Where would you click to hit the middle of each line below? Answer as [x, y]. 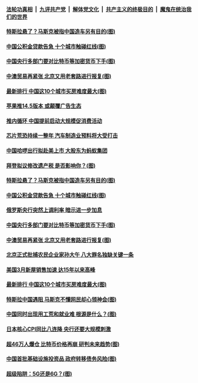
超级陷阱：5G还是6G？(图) [39, 373]
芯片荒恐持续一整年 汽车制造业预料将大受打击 [62, 136]
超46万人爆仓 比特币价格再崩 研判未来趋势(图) [63, 344]
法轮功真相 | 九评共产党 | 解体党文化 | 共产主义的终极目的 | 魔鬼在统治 [96, 9]
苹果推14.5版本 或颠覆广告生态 [44, 106]
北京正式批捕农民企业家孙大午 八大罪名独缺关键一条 [70, 255]
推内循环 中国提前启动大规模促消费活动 [54, 121]
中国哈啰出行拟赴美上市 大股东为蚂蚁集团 [57, 150]
